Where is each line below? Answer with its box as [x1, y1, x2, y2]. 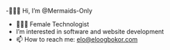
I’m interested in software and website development [15, 28, 164, 35]
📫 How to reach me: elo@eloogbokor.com [15, 35, 138, 43]
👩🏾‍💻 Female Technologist [15, 20, 90, 28]
